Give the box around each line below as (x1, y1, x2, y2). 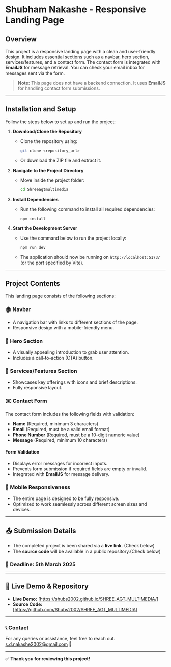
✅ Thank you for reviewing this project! (5, 656, 90, 662)
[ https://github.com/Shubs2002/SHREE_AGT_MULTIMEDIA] (12, 606, 138, 612)
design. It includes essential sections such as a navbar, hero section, (5, 54, 149, 60)
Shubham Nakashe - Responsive (5, 4, 146, 15)
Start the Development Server (12, 225, 78, 231)
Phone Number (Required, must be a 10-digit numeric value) (12, 432, 140, 438)
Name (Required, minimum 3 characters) (12, 421, 98, 427)
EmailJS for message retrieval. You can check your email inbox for (5, 65, 145, 70)
